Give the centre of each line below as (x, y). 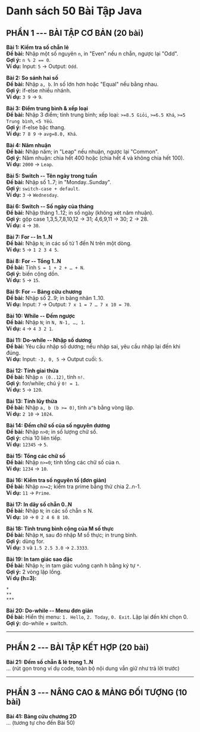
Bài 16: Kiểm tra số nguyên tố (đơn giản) (56, 480)
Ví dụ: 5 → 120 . (24, 390)
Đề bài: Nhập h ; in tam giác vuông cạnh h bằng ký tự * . (74, 565)
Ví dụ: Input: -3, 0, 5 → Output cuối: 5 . (54, 359)
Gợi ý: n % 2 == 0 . (28, 60)
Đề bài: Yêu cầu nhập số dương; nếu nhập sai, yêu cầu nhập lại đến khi (93, 346)
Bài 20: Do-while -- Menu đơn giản (50, 610)
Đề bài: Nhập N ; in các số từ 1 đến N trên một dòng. (69, 243)
